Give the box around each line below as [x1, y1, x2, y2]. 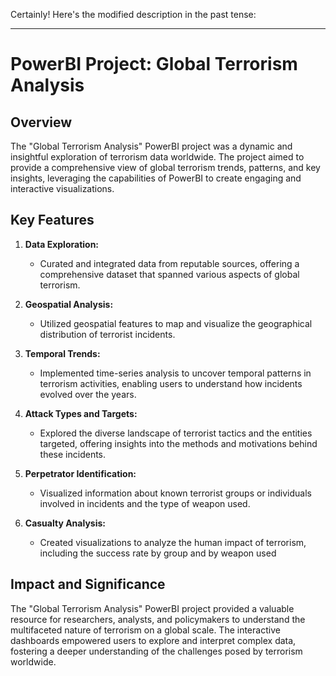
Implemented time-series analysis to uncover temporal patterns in [39, 367, 312, 379]
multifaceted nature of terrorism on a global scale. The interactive [10, 624, 281, 636]
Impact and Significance [10, 576, 166, 593]
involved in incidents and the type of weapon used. [39, 497, 251, 509]
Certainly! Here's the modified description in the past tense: [10, 9, 257, 20]
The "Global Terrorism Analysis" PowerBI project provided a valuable [10, 602, 295, 614]
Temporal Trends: [24, 347, 101, 359]
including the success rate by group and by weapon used [39, 547, 277, 559]
